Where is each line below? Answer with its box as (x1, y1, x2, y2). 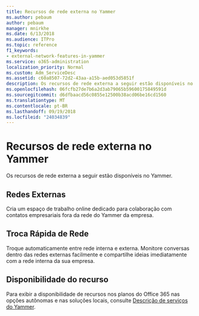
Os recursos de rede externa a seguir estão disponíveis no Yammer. (6, 172, 173, 179)
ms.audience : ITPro (6, 36, 55, 42)
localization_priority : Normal (6, 64, 84, 70)
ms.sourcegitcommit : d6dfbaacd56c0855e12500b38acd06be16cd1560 (6, 92, 167, 98)
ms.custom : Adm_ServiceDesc (6, 70, 76, 76)
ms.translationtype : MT (6, 97, 66, 103)
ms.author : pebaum (6, 14, 52, 20)
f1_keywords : (6, 48, 39, 54)
